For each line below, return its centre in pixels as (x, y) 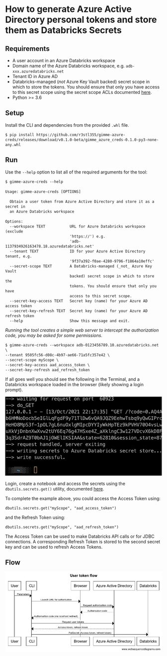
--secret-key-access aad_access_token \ (48, 365)
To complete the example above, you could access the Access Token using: (83, 498)
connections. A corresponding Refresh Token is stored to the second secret (83, 541)
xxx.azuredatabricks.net (38, 72)
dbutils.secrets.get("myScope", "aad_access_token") (61, 508)
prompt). (14, 390)
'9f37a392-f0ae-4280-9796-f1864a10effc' (112, 261)
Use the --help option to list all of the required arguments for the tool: (76, 172)
